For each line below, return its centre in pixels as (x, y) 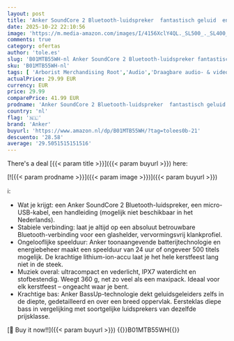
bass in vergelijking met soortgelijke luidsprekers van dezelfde (107, 309)
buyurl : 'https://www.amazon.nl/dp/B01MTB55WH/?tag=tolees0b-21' (104, 131)
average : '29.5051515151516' (49, 144)
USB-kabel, (34, 212)
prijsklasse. (33, 317)
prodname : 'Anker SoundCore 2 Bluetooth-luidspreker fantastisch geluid (117, 105)
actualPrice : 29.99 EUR (42, 79)
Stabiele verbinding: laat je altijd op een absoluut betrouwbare (106, 227)
